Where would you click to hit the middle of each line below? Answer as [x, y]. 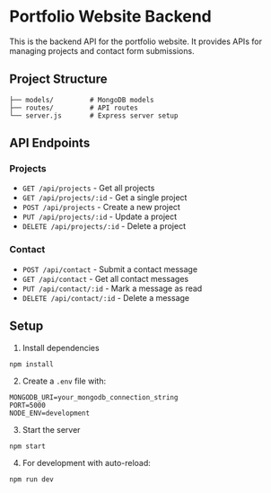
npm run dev [31, 479]
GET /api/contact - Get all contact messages [105, 278]
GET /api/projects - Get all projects [88, 188]
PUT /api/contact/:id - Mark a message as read [112, 288]
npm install [31, 364]
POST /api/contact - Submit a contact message [110, 269]
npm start [28, 446]
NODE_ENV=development [50, 413]
